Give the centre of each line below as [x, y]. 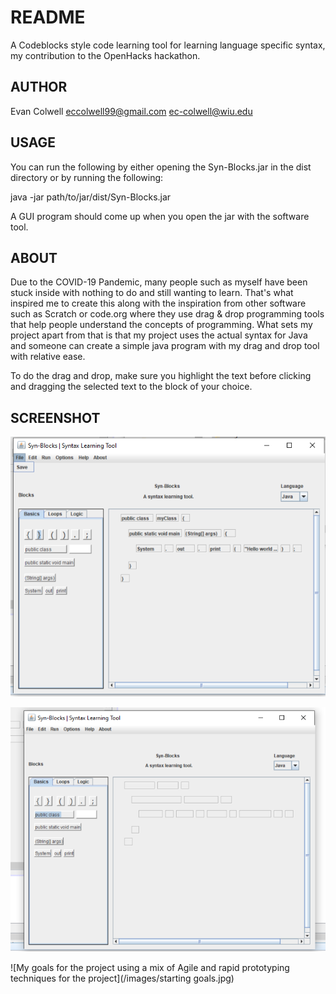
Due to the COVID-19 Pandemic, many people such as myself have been [159, 282]
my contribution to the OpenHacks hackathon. [105, 55]
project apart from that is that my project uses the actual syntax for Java [159, 335]
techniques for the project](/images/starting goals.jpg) [122, 978]
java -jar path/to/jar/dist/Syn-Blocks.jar [91, 197]
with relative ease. [48, 357]
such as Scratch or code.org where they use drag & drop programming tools [167, 314]
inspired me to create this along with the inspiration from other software [158, 303]
